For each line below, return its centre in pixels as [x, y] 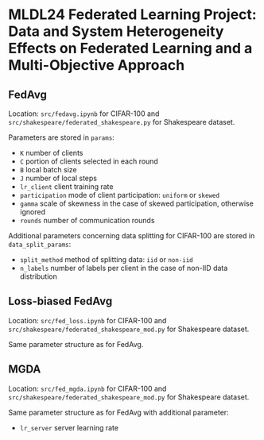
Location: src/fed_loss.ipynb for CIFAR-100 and [87, 320]
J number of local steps [58, 178]
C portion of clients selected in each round [89, 161]
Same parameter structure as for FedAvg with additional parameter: [118, 412]
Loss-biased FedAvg [60, 301]
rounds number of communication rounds [87, 220]
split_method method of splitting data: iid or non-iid [106, 259]
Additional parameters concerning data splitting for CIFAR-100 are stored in [132, 235]
